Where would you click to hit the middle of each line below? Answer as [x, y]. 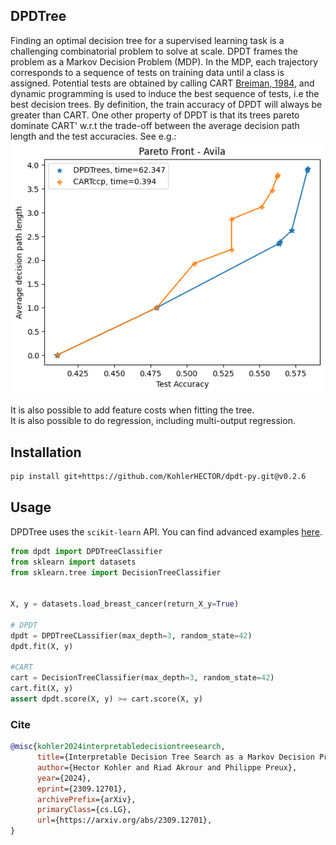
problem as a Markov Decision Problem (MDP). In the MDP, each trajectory [164, 61]
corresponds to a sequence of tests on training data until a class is [147, 72]
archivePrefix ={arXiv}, [86, 799]
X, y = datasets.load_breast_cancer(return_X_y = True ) [125, 604]
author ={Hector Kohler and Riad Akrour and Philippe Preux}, [167, 767]
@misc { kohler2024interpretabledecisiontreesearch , [118, 747]
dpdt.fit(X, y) [42, 646]
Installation [46, 452]
